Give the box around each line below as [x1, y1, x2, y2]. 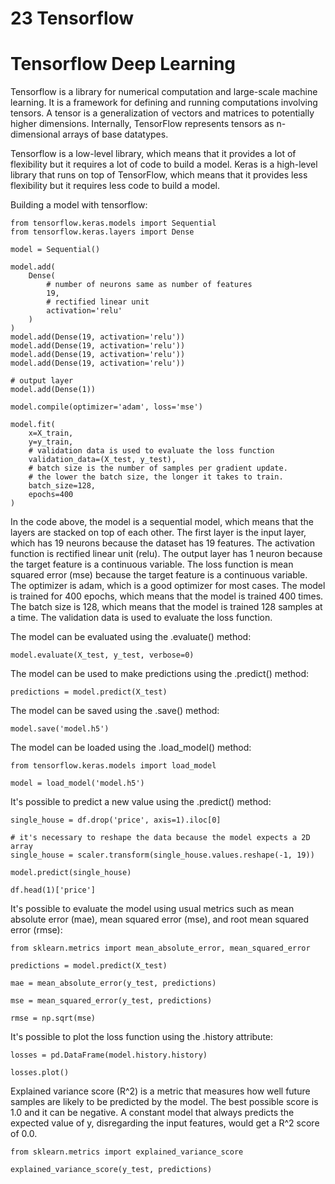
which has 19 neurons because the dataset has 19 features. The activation [10, 537, 316, 549]
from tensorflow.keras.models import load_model [10, 761, 217, 771]
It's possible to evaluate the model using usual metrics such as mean [10, 903, 295, 915]
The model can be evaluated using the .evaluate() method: [10, 631, 252, 643]
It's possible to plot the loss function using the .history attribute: [10, 1031, 274, 1043]
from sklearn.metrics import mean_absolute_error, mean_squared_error [10, 943, 311, 954]
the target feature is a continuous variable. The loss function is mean [10, 558, 294, 571]
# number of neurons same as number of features [46, 280, 253, 290]
